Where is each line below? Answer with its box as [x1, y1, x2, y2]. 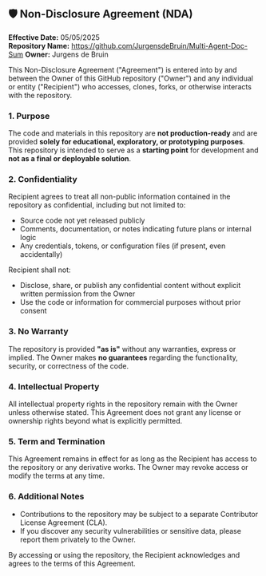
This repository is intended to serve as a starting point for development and [8, 145, 259, 155]
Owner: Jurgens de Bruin [25, 49, 109, 59]
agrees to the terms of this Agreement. [8, 558, 136, 568]
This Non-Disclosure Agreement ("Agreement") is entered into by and [8, 65, 237, 74]
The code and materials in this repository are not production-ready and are [8, 128, 258, 138]
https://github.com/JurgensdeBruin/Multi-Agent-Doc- [71, 41, 248, 50]
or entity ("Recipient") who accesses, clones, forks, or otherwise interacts [8, 81, 252, 91]
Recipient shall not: [8, 265, 71, 274]
